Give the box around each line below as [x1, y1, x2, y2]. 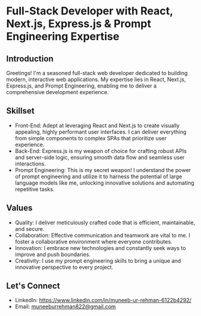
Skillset [6, 106, 35, 116]
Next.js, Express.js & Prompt [6, 17, 151, 31]
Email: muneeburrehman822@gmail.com [14, 303, 116, 310]
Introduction [6, 53, 54, 64]
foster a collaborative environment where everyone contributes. [14, 238, 173, 245]
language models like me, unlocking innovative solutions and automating [14, 179, 195, 186]
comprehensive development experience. [6, 89, 109, 95]
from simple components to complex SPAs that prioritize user [14, 134, 167, 142]
